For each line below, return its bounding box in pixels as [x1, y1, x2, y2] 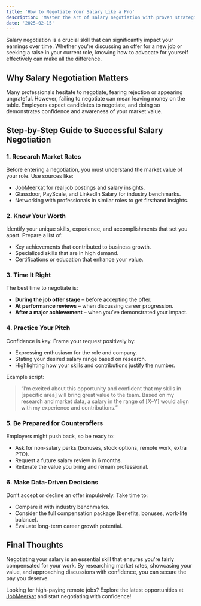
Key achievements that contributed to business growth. [14, 243, 151, 250]
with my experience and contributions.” [20, 404, 118, 411]
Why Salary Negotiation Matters [6, 72, 129, 83]
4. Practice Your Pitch [6, 324, 71, 332]
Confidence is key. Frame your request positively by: [6, 337, 136, 344]
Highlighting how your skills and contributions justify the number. [14, 362, 175, 369]
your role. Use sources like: [6, 172, 74, 180]
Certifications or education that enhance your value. [14, 256, 144, 263]
